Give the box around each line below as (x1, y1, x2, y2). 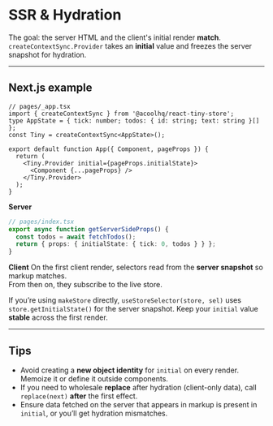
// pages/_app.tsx (8, 102, 71, 110)
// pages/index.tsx (8, 217, 75, 226)
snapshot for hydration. (8, 49, 87, 59)
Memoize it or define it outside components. (19, 373, 169, 383)
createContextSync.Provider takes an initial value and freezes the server (8, 41, 253, 50)
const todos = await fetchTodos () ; (15, 233, 136, 241)
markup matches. (8, 271, 67, 281)
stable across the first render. (8, 312, 108, 322)
